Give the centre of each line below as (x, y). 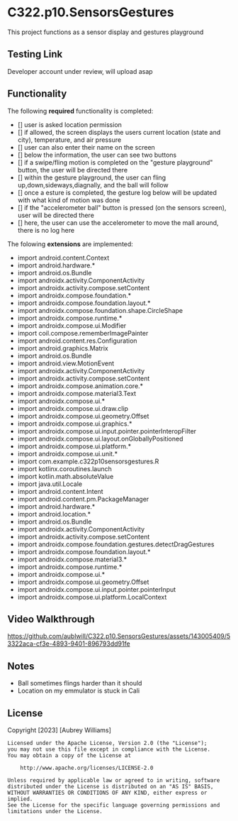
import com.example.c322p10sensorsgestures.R (88, 461)
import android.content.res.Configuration (77, 341)
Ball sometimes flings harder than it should (80, 683)
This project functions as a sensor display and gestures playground (106, 32)
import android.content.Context (63, 258)
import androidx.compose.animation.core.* (80, 386)
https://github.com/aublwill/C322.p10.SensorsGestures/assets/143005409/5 (119, 637)
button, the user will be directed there (73, 170)
